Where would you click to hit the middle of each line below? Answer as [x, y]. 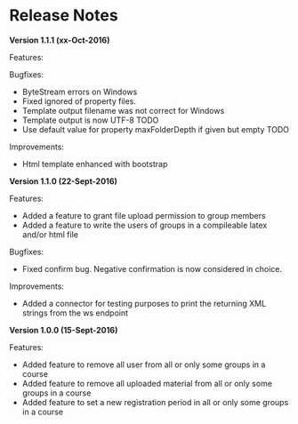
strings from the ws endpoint [75, 313]
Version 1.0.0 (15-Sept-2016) [64, 330]
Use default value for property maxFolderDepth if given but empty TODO [156, 129]
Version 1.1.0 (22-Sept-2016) [63, 181]
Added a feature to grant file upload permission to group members [144, 215]
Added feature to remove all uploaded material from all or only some [147, 383]
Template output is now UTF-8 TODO [90, 120]
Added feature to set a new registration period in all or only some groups [155, 402]
